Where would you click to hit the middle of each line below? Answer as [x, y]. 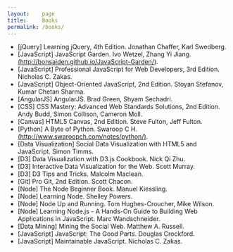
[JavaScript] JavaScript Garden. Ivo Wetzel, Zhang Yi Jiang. [104, 54]
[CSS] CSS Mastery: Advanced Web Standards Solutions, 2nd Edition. [119, 107]
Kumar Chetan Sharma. [51, 92]
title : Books [33, 20]
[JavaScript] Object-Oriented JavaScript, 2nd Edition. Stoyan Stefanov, [120, 84]
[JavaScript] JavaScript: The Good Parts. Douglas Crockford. [106, 234]
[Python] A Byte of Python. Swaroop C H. [77, 129]
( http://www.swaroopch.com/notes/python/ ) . [83, 137]
